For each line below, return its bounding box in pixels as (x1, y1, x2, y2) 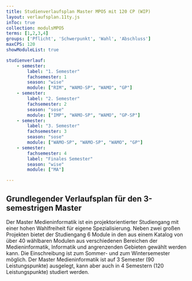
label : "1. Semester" (27, 68, 80, 74)
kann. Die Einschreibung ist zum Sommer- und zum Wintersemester (6, 249, 170, 256)
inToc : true (6, 19, 35, 25)
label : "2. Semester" (27, 96, 80, 102)
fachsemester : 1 (27, 74, 67, 80)
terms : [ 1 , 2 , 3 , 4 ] (6, 31, 49, 36)
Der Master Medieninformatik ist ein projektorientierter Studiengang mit (6, 218, 179, 225)
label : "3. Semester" (27, 123, 80, 129)
